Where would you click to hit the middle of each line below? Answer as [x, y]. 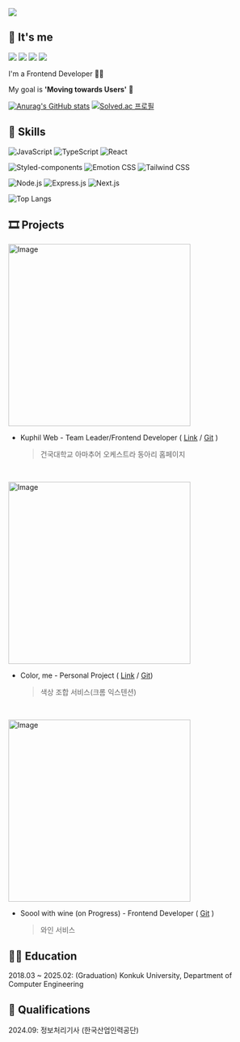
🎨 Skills [27, 132]
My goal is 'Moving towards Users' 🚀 [71, 89]
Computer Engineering [46, 985]
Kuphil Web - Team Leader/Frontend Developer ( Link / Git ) [119, 438]
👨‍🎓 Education [43, 956]
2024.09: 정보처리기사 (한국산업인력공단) [74, 1030]
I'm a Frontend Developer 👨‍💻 [56, 74]
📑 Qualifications [49, 1009]
